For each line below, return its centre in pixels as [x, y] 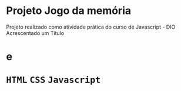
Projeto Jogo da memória [68, 11]
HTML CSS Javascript [53, 80]
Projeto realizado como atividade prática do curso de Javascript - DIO [91, 27]
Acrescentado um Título [35, 33]
